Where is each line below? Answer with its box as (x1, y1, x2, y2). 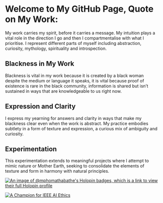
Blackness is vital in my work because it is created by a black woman (5, 72, 144, 79)
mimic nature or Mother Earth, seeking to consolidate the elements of (5, 163, 145, 169)
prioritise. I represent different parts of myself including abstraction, (5, 40, 142, 46)
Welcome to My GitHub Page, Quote (5, 3, 154, 15)
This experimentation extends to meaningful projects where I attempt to (5, 158, 149, 164)
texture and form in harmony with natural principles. (5, 168, 110, 174)
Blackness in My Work (5, 60, 75, 68)
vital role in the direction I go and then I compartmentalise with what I (5, 35, 144, 41)
